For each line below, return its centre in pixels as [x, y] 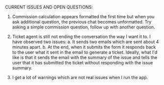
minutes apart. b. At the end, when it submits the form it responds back [84, 47]
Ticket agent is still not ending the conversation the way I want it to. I [81, 37]
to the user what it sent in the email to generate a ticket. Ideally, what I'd [85, 52]
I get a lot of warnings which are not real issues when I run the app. [80, 77]
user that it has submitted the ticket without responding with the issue [82, 63]
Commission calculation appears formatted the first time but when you [83, 16]
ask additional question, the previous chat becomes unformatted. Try [82, 22]
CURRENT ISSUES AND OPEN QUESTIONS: [49, 7]
